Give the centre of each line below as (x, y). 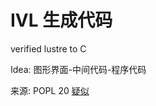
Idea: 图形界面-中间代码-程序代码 (78, 69)
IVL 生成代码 (61, 20)
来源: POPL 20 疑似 (50, 90)
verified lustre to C (48, 48)
